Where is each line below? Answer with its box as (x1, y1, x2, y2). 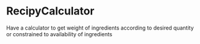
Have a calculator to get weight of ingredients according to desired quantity (6, 24, 194, 31)
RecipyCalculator (6, 4, 95, 18)
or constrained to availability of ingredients (6, 30, 113, 37)
